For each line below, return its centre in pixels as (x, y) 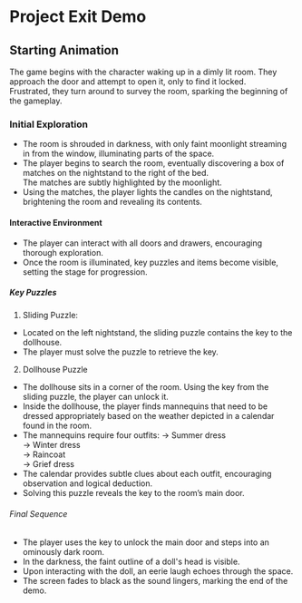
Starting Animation (64, 50)
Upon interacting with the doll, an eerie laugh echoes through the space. (158, 571)
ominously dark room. (63, 551)
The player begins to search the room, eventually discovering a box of (153, 163)
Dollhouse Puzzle (55, 370)
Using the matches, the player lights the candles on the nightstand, (148, 192)
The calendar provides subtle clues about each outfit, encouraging (147, 474)
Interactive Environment (56, 222)
